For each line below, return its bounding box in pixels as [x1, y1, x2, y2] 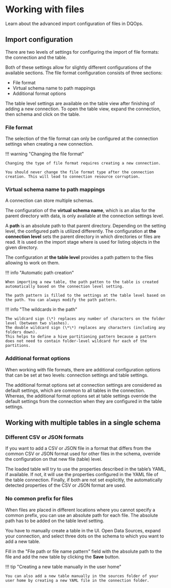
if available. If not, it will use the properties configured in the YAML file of [5, 472, 159, 478]
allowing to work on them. [5, 260, 60, 266]
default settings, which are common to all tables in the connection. [5, 387, 145, 393]
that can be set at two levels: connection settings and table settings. [5, 372, 149, 378]
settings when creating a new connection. [5, 141, 93, 147]
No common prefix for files [5, 495, 73, 502]
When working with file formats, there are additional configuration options [5, 366, 161, 372]
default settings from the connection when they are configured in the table [5, 398, 162, 404]
